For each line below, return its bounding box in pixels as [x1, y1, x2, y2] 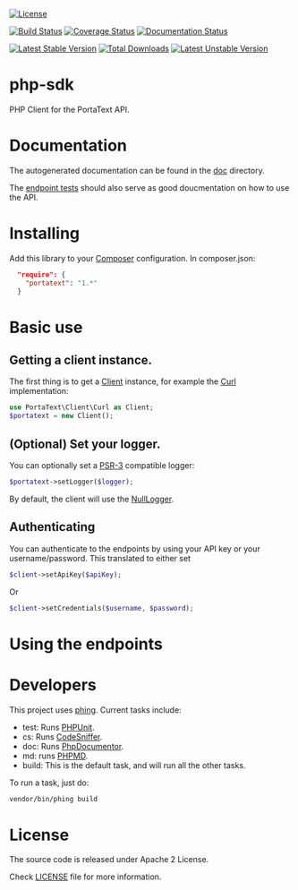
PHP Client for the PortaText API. [9, 104, 130, 115]
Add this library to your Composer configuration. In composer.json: [9, 252, 256, 263]
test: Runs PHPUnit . [21, 722, 96, 732]
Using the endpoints [9, 634, 163, 654]
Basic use [9, 317, 83, 338]
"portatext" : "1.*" [25, 278, 98, 287]
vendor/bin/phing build [9, 794, 98, 803]
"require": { [17, 270, 66, 279]
